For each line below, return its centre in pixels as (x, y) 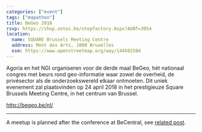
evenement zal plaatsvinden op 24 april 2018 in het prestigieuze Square (95, 87)
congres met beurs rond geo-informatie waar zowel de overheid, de (90, 74)
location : (19, 34)
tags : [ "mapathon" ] (31, 17)
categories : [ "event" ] (35, 12)
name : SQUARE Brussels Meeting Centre (60, 40)
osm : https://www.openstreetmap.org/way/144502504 (76, 51)
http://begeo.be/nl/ (30, 105)
